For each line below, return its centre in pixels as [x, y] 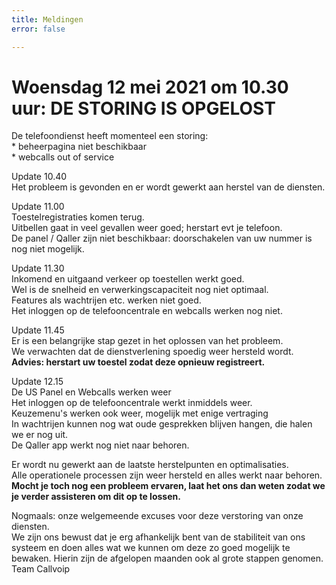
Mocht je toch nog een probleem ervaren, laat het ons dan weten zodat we [168, 486]
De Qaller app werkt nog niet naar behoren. [100, 445]
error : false [38, 29]
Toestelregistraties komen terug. [78, 217]
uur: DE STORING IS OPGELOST [143, 108]
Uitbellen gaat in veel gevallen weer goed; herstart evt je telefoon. [147, 228]
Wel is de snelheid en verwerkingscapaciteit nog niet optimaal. [140, 290]
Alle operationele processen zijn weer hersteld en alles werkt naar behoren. [167, 475]
